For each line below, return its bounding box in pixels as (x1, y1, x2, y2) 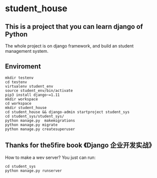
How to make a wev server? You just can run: (5, 155, 96, 160)
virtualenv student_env (5, 84, 54, 89)
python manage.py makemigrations (5, 118, 76, 123)
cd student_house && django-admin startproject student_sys (5, 110, 130, 114)
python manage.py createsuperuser (5, 127, 76, 132)
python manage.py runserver (5, 168, 62, 173)
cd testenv (5, 79, 27, 85)
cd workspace (5, 101, 32, 106)
